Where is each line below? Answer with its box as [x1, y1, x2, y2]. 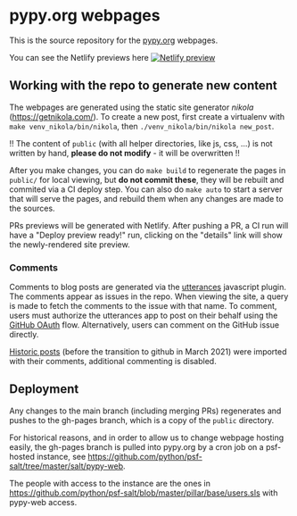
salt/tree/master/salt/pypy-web [9, 461, 124, 471]
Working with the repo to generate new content [9, 78, 278, 94]
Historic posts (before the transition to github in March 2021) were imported [9, 346, 287, 357]
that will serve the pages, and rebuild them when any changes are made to [9, 193, 284, 204]
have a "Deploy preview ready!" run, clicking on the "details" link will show [9, 229, 284, 240]
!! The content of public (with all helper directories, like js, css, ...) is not [9, 137, 274, 148]
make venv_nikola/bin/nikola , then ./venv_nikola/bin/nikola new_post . [9, 121, 275, 131]
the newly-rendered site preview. [9, 238, 131, 250]
